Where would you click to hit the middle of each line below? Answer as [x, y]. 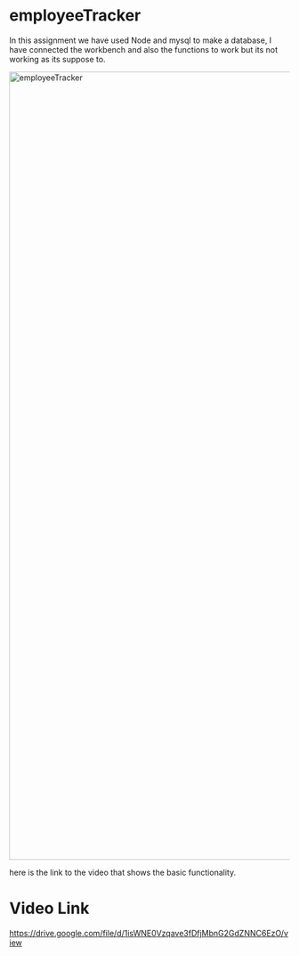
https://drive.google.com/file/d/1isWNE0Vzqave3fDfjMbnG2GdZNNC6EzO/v [149, 933]
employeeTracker [75, 16]
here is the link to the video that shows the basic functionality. [123, 872]
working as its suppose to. [57, 59]
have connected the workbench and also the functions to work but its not [144, 49]
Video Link [49, 908]
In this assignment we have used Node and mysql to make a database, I [141, 40]
